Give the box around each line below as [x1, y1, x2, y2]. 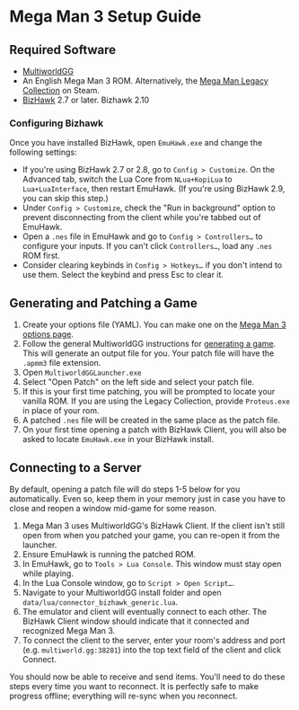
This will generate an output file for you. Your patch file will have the [22, 348, 275, 359]
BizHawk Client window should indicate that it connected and [22, 616, 250, 626]
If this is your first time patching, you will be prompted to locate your [22, 386, 276, 397]
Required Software [9, 42, 117, 58]
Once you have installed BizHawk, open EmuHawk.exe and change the [9, 138, 263, 148]
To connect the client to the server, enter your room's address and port [22, 635, 286, 645]
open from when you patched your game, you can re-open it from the [22, 529, 280, 540]
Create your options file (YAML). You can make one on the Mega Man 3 [22, 319, 286, 330]
